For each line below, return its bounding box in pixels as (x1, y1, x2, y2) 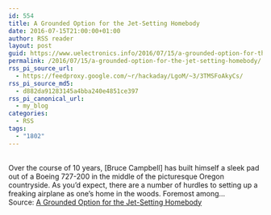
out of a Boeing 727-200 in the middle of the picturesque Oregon (8, 171, 224, 181)
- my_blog (15, 102, 48, 110)
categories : (8, 110, 48, 118)
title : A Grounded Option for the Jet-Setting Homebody (8, 19, 200, 27)
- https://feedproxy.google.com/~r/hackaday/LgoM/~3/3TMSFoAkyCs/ (15, 72, 244, 80)
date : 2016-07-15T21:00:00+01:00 (8, 27, 121, 35)
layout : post (8, 42, 52, 50)
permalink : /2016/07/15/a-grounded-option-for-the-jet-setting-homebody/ (8, 57, 262, 65)
